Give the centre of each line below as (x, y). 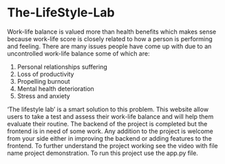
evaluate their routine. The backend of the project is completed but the (107, 124)
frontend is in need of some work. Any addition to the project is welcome (110, 131)
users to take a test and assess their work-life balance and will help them (110, 116)
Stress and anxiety (43, 96)
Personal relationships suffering (62, 67)
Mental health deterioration (55, 89)
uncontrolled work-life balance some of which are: (78, 54)
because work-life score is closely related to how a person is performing (110, 38)
